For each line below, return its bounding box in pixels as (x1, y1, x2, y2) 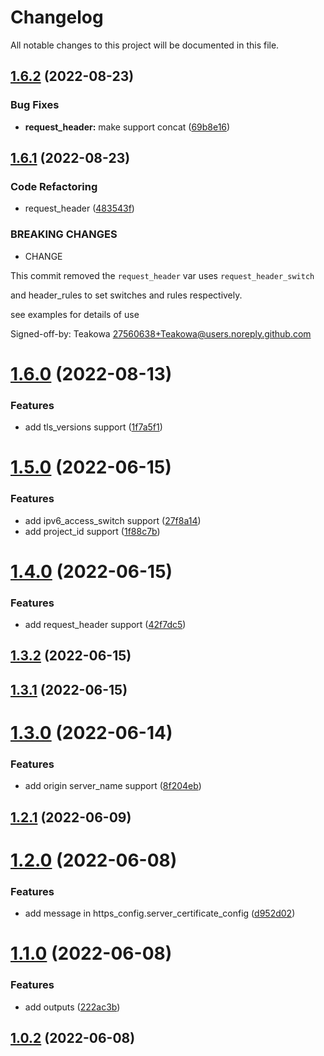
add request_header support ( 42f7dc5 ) (24, 619, 187, 631)
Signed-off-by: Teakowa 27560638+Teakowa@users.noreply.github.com (10, 327, 312, 340)
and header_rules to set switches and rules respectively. (10, 289, 243, 301)
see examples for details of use (10, 308, 140, 320)
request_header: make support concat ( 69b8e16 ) (24, 121, 231, 133)
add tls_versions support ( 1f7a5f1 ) (24, 421, 163, 433)
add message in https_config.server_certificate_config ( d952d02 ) (24, 907, 296, 920)
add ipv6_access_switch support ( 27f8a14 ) (24, 514, 202, 526)
